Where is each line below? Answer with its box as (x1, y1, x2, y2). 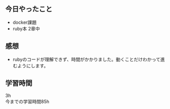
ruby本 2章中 (12, 25, 40, 31)
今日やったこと (5, 5, 53, 14)
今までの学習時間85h (5, 98, 50, 105)
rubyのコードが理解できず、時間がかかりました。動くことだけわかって (12, 56, 161, 62)
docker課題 (12, 19, 37, 25)
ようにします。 (17, 62, 48, 68)
